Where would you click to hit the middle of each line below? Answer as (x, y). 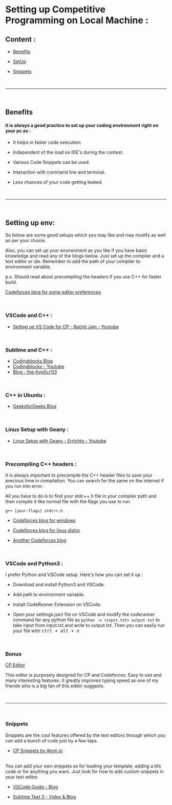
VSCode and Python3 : (34, 563)
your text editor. (22, 777)
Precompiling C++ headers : (41, 464)
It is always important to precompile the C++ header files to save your (79, 475)
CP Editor (15, 665)
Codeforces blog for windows (44, 520)
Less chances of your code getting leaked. (58, 182)
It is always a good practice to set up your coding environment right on (82, 125)
